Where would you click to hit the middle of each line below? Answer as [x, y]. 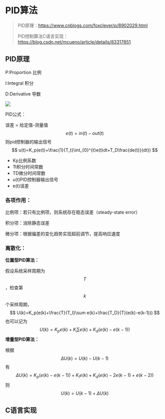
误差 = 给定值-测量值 [27, 125]
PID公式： [16, 114]
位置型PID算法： [22, 260]
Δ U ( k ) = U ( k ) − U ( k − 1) [85, 359]
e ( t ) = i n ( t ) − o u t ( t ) [85, 133]
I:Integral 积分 [19, 83]
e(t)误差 [21, 186]
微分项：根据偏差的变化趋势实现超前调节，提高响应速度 [63, 234]
